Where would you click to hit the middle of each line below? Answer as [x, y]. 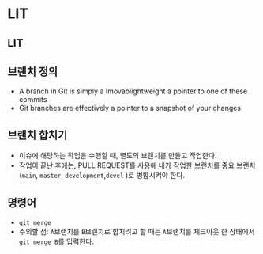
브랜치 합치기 [38, 135]
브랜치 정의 [33, 72]
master [51, 176]
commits [33, 100]
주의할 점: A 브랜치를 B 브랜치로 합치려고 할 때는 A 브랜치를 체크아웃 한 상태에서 [137, 232]
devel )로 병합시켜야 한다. [145, 176]
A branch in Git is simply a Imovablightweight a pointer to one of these [133, 91]
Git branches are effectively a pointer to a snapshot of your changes [130, 108]
